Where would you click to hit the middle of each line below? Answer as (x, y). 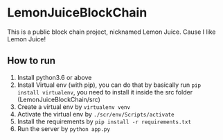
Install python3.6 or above (54, 77)
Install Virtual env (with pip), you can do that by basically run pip (109, 85)
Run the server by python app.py (64, 128)
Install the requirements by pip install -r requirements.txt (104, 121)
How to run (32, 61)
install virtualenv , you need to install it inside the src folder (105, 92)
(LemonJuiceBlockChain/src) (59, 99)
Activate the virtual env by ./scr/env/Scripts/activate (96, 114)
